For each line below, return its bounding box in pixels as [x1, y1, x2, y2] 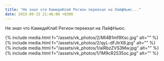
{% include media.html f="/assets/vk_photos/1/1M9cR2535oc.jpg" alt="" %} [5, 50, 159, 56]
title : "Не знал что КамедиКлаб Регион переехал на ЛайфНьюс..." [5, 7, 141, 12]
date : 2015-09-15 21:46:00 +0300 [5, 12, 73, 17]
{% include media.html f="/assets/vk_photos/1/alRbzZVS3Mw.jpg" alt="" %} [5, 45, 159, 51]
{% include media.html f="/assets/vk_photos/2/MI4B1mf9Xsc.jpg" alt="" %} [5, 35, 159, 41]
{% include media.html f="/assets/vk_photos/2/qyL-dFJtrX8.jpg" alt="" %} [5, 40, 156, 45]
